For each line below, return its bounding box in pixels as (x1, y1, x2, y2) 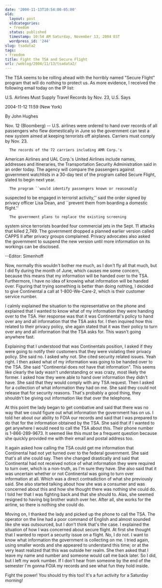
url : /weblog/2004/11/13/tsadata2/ (5, 61, 77, 66)
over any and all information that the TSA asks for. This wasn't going (5, 329, 141, 335)
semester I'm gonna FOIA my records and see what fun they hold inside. (5, 563, 149, 569)
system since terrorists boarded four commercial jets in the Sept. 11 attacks (5, 223, 155, 229)
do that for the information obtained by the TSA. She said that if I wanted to (5, 420, 155, 426)
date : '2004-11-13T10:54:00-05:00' (5, 7, 77, 12)
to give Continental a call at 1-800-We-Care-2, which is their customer (5, 288, 145, 294)
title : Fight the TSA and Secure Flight (5, 57, 88, 62)
